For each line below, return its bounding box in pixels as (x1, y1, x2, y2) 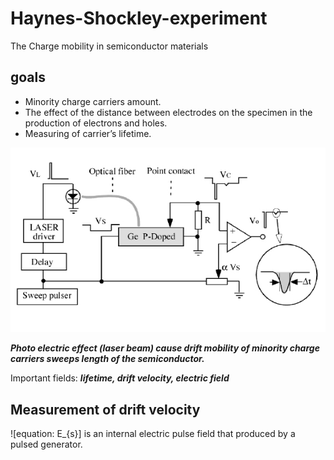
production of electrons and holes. (24, 117, 168, 129)
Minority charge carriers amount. (24, 95, 162, 107)
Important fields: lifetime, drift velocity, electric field (10, 372, 230, 384)
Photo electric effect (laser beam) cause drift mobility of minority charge (10, 342, 320, 354)
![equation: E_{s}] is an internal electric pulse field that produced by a (10, 428, 296, 439)
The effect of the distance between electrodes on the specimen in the (24, 106, 313, 118)
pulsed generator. (10, 438, 83, 450)
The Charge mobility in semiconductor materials (10, 40, 209, 52)
